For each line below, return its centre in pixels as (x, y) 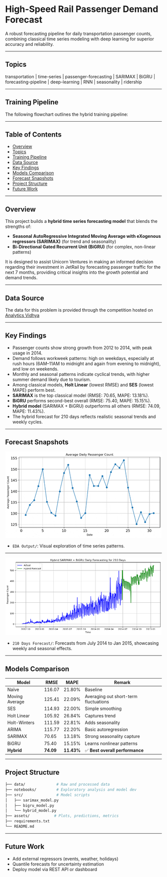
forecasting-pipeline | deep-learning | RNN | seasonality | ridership (74, 82)
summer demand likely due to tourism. (51, 379)
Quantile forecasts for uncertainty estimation (58, 864)
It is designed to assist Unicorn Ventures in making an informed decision (79, 262)
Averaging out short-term (111, 697)
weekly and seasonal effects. (42, 649)
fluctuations (97, 702)
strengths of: (18, 227)
